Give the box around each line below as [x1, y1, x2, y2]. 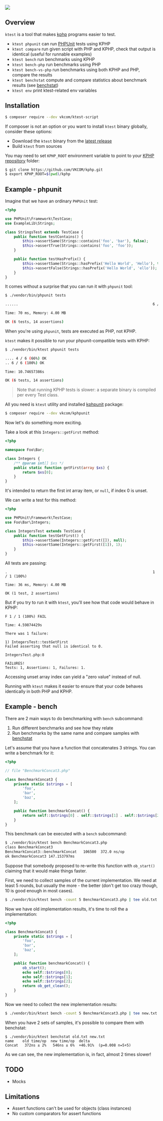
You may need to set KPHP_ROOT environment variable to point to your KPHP [5, 153, 154, 158]
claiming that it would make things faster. [5, 868, 87, 874]
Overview [5, 19, 35, 27]
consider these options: [5, 128, 52, 134]
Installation [5, 101, 40, 110]
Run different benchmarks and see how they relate [12, 725, 114, 731]
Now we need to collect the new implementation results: [5, 1001, 117, 1007]
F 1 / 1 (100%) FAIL [5, 614, 47, 619]
